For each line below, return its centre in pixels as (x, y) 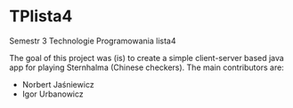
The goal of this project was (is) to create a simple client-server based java (147, 58)
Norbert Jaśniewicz (58, 84)
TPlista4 (41, 16)
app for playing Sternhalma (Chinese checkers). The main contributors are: (147, 67)
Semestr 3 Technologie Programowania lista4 (93, 41)
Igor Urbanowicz (53, 94)
